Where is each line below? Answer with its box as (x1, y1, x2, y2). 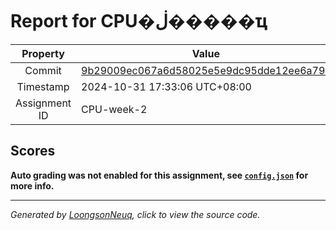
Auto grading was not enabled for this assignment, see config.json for (10, 169, 309, 181)
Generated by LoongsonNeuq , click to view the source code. (10, 208, 261, 220)
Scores (10, 143, 56, 160)
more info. (10, 179, 55, 192)
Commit (24, 63, 62, 77)
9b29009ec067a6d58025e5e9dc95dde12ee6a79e (81, 63, 332, 77)
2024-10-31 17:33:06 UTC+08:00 (81, 79, 252, 93)
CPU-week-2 (81, 102, 148, 116)
